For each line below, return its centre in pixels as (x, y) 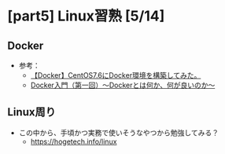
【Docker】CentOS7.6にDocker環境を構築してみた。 (116, 75)
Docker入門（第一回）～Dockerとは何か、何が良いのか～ (123, 85)
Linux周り (31, 112)
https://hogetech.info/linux (74, 141)
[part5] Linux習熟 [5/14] (86, 16)
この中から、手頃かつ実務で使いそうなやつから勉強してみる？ (119, 132)
